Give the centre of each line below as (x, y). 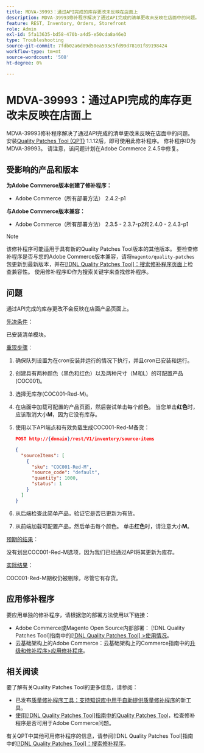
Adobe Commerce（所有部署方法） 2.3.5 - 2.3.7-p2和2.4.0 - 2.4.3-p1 (102, 224)
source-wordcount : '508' (38, 57)
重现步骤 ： (20, 348)
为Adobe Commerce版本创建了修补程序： (59, 186)
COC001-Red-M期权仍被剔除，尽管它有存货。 (64, 578)
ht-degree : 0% (24, 63)
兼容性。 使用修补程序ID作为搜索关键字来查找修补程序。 (82, 272)
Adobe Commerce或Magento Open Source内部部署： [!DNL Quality (100, 628)
